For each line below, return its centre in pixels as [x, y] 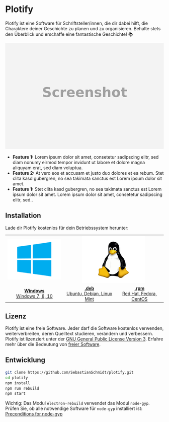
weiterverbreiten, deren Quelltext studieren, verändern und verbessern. [79, 334]
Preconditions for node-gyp [34, 414]
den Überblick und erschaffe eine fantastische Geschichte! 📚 [69, 34]
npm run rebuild [22, 388]
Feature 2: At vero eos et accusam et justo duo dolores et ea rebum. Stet [88, 173]
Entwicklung [25, 360]
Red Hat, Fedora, [140, 294]
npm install [18, 383]
